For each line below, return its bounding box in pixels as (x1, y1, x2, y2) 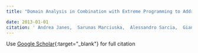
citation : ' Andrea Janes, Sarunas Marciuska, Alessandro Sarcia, (6, 24, 178, 30)
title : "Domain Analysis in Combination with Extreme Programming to (6, 8, 181, 15)
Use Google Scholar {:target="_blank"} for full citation (6, 40, 136, 47)
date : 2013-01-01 (6, 19, 49, 25)
